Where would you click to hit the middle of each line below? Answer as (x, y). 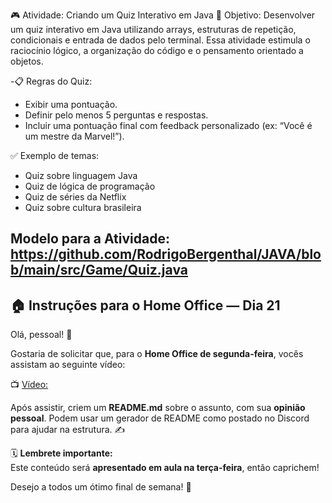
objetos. (27, 61)
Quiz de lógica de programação (90, 186)
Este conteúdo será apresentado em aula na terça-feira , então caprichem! (165, 468)
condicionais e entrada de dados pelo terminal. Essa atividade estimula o (160, 40)
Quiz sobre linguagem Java (81, 175)
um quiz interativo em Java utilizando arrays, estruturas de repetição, (153, 29)
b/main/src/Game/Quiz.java (99, 270)
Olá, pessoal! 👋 (41, 335)
